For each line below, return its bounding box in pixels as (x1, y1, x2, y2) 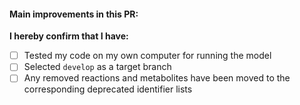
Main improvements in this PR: (9, 8, 139, 20)
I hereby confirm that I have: (9, 30, 129, 42)
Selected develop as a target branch (23, 61, 172, 73)
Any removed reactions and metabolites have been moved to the (23, 72, 291, 84)
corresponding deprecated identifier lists (23, 83, 193, 95)
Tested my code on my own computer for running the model (23, 50, 272, 62)
